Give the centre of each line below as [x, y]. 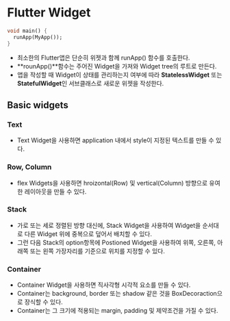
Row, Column [29, 167]
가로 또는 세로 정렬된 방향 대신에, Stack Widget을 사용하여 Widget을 [109, 225]
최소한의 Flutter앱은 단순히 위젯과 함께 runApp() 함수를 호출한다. [103, 57]
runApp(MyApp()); [38, 37]
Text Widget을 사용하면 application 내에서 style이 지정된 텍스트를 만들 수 [115, 140]
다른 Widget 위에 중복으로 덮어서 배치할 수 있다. [88, 233]
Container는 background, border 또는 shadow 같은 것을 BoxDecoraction [117, 294]
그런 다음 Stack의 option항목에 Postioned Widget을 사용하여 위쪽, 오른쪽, [116, 242]
